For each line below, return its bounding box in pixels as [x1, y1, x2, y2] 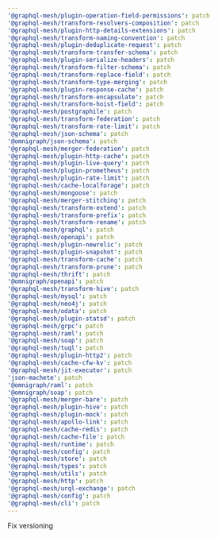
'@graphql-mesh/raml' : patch [7, 329, 104, 338]
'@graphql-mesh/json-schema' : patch [7, 130, 128, 137]
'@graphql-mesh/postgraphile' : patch [7, 108, 132, 116]
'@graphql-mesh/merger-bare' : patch [7, 396, 128, 404]
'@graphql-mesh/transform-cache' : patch [7, 255, 143, 263]
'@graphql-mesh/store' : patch [7, 455, 108, 463]
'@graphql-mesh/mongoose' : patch [7, 188, 118, 197]
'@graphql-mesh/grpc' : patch [7, 322, 104, 330]
